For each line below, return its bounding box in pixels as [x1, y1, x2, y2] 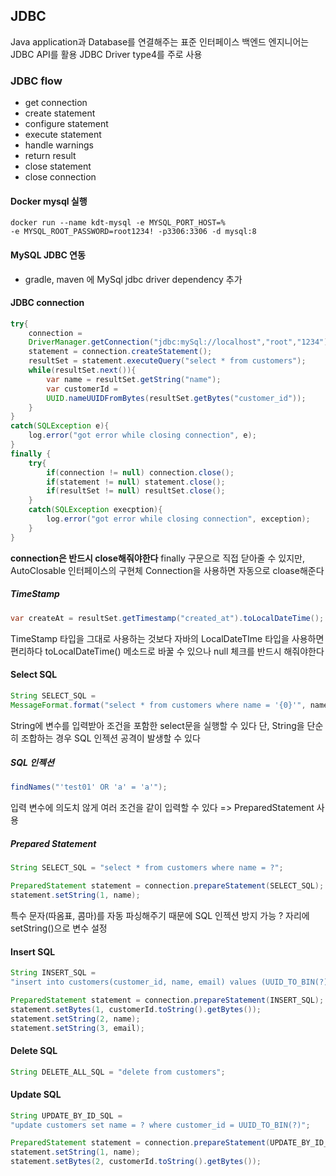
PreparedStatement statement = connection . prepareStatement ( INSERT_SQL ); [10, 995, 325, 1005]
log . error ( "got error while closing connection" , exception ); [46, 514, 311, 524]
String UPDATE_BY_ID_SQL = [10, 1110, 123, 1121]
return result [24, 150, 77, 162]
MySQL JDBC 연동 [10, 249, 86, 261]
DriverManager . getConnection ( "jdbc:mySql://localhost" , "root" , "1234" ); [28, 337, 333, 348]
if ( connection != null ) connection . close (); [46, 467, 235, 478]
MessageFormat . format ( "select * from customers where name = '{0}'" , [10, 700, 307, 710]
